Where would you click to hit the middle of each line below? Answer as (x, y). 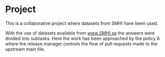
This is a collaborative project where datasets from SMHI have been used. (82, 23)
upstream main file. (25, 49)
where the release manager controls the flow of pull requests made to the (81, 43)
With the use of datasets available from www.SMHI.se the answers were (80, 33)
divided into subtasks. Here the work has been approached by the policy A (82, 38)
